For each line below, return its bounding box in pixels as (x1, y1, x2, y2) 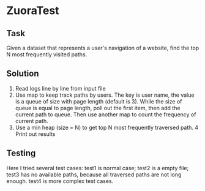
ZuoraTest (6, 4, 59, 18)
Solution (6, 69, 39, 79)
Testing (6, 148, 36, 159)
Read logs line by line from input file (15, 84, 106, 92)
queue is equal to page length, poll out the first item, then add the (15, 104, 181, 111)
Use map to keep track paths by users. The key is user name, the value (15, 91, 195, 99)
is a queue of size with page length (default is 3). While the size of (15, 97, 182, 105)
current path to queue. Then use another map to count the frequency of (15, 111, 196, 118)
